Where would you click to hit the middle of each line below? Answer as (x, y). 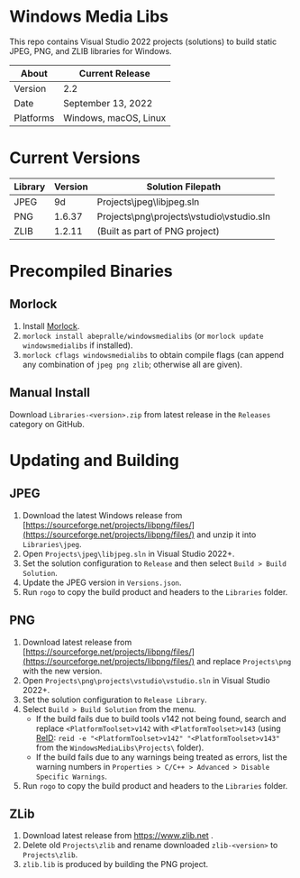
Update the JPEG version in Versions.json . (102, 582)
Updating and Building (95, 460)
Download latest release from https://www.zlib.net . (118, 836)
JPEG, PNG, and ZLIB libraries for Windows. (91, 50)
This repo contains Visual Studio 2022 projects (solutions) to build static (143, 41)
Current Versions (75, 158)
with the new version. (62, 671)
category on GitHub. (47, 424)
